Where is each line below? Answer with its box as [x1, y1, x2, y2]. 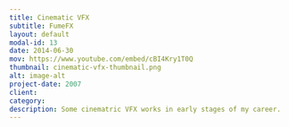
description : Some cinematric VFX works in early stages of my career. [9, 105, 281, 114]
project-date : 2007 [9, 80, 82, 89]
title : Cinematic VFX [9, 13, 90, 22]
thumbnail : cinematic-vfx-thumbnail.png [9, 63, 162, 72]
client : [9, 88, 38, 97]
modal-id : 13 [9, 38, 58, 47]
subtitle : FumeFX [9, 21, 74, 30]
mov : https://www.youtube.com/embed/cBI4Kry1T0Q [9, 55, 194, 63]
